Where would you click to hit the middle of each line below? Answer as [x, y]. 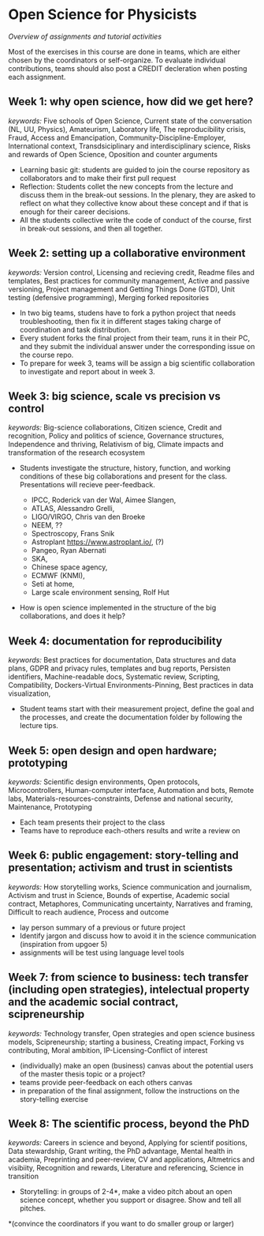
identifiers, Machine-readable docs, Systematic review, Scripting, [114, 677]
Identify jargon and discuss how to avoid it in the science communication [138, 935]
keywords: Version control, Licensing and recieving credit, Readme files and [131, 272]
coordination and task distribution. [75, 329]
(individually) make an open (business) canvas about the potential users [136, 1065]
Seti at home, [53, 584]
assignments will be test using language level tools [102, 952]
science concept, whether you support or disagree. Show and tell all [130, 1200]
